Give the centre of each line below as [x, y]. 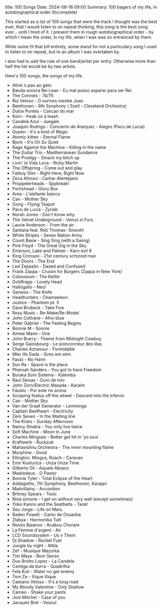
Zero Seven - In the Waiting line [44, 416]
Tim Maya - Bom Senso [36, 556]
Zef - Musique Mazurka [36, 551]
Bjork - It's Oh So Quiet [35, 142]
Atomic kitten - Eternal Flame [41, 137]
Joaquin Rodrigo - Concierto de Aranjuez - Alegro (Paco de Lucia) [78, 127]
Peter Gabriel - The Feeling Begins [47, 323]
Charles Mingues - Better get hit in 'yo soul [55, 437]
